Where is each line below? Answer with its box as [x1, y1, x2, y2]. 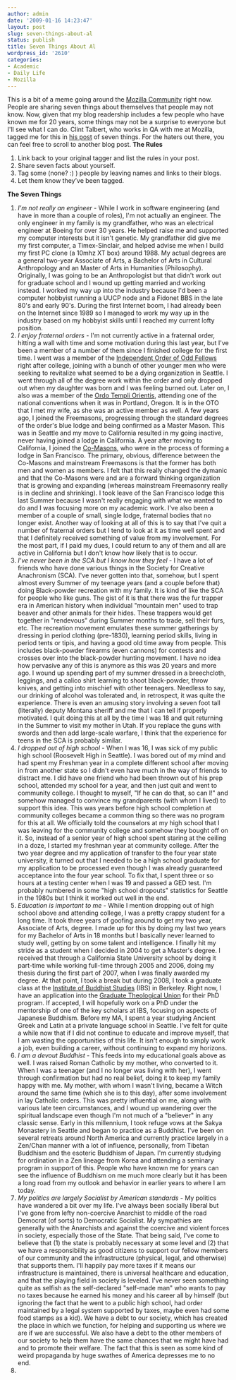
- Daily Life [7, 69, 46, 76]
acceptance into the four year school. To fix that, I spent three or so [17, 871, 213, 880]
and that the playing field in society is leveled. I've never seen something [17, 1276, 229, 1285]
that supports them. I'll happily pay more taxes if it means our [17, 1261, 196, 1270]
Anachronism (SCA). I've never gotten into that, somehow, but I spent [17, 571, 219, 580]
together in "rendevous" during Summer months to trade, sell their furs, [17, 616, 225, 625]
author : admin [7, 10, 49, 18]
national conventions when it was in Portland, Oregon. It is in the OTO [17, 399, 220, 407]
